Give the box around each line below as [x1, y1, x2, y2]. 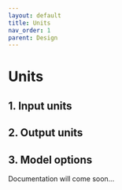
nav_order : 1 [8, 26, 51, 34]
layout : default [8, 11, 61, 20]
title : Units [8, 19, 51, 27]
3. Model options [8, 153, 93, 166]
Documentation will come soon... [8, 174, 115, 184]
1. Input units [8, 99, 72, 112]
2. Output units [8, 126, 83, 139]
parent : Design [8, 33, 58, 42]
